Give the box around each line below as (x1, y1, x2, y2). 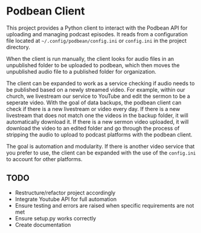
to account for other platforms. (6, 155, 83, 162)
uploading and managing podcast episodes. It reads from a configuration (6, 30, 188, 37)
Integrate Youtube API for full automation (14, 195, 116, 203)
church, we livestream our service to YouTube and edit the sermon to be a (6, 92, 190, 100)
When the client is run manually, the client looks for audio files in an (6, 55, 174, 62)
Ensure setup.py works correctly (14, 214, 97, 222)
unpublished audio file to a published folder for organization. (6, 68, 157, 75)
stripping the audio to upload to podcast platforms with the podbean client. (6, 131, 193, 138)
